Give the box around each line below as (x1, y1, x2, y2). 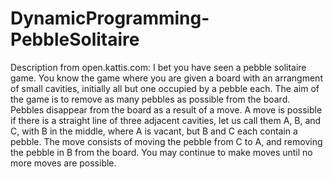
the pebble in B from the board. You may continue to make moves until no (10, 146, 313, 158)
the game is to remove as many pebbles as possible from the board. (10, 93, 291, 105)
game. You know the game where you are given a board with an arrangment (10, 72, 323, 84)
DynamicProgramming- (10, 7, 210, 30)
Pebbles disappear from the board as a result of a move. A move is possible (10, 103, 323, 116)
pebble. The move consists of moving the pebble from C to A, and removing (10, 135, 323, 147)
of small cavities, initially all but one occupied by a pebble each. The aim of (10, 82, 320, 94)
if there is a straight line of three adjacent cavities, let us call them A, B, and (10, 114, 322, 126)
